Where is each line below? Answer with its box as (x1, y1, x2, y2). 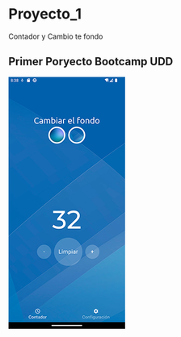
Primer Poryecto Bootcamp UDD (8, 55, 174, 69)
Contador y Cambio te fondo (8, 31, 103, 41)
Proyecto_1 (8, 5, 82, 23)
